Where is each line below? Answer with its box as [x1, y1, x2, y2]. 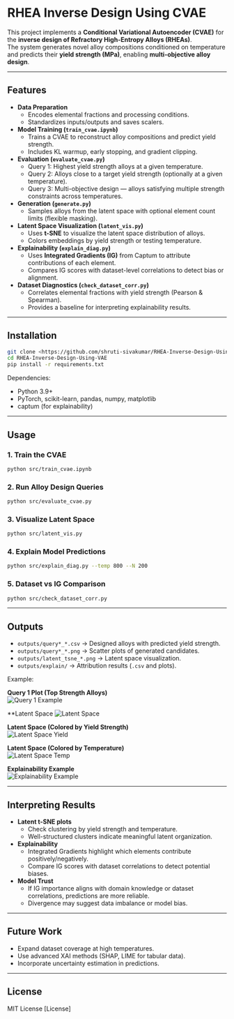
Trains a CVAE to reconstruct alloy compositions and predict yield [27, 133, 216, 141]
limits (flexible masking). [27, 214, 98, 222]
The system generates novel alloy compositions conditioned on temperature [7, 43, 226, 51]
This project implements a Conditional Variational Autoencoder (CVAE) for [7, 28, 224, 36]
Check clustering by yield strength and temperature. [27, 825, 178, 833]
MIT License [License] [7, 1004, 71, 1013]
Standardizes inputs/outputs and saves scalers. [27, 117, 164, 126]
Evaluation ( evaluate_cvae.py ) [17, 155, 105, 163]
